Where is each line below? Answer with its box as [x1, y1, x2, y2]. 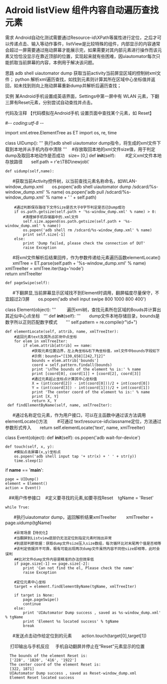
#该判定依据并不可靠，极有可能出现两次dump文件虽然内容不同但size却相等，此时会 [14, 546, 160, 551]
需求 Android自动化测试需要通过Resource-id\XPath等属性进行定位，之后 [5, 34, 153, 40]
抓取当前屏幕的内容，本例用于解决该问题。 [9, 59, 97, 65]
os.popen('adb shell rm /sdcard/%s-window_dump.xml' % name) [23, 228, 153, 233]
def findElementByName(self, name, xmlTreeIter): [7, 402, 112, 407]
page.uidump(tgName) [5, 520, 52, 526]
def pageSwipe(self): [5, 280, 50, 285]
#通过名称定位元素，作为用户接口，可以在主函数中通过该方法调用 [12, 412, 146, 418]
